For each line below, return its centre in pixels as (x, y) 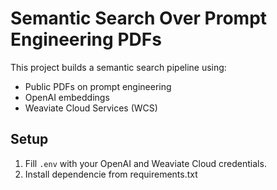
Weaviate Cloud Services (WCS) (91, 108)
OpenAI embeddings (67, 97)
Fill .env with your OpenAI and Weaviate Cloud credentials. (145, 163)
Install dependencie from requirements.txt (111, 174)
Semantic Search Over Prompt (139, 18)
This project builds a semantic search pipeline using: (118, 67)
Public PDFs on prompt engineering (98, 86)
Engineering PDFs (86, 39)
